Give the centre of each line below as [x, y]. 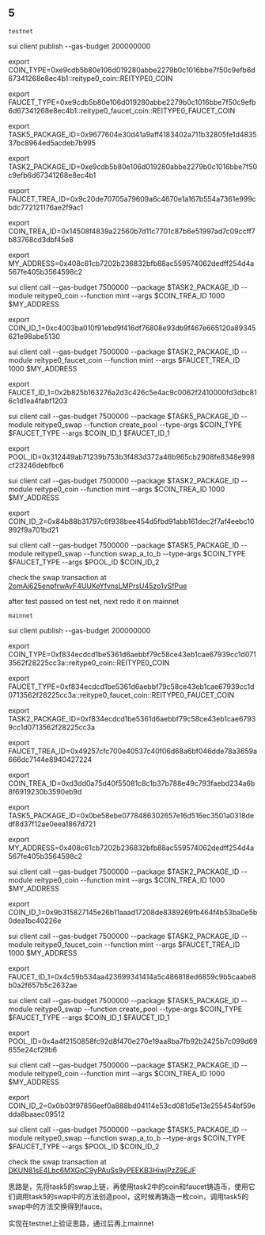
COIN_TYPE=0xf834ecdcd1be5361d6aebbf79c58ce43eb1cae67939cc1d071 [132, 654]
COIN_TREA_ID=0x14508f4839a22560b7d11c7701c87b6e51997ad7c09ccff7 [132, 231]
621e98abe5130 [34, 336]
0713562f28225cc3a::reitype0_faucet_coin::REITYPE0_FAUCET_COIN [121, 694]
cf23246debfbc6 [36, 465]
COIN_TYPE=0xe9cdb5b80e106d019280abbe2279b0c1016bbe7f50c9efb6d [132, 70]
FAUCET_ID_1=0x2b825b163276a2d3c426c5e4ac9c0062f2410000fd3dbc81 [132, 392]
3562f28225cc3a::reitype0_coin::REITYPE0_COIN [89, 663]
